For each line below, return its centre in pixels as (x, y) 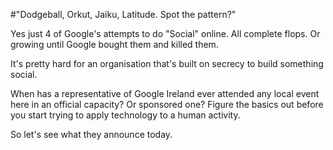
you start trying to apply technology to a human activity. (125, 115)
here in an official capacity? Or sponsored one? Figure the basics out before (167, 104)
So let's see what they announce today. (91, 134)
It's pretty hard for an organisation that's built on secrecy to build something (167, 63)
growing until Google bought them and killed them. (114, 44)
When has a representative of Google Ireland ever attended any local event (165, 93)
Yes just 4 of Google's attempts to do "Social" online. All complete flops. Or (165, 33)
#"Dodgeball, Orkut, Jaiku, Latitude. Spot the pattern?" (123, 14)
